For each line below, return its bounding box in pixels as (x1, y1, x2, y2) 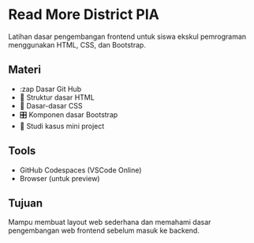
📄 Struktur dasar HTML (19, 93, 95, 102)
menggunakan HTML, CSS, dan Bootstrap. (8, 40, 146, 49)
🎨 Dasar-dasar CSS (19, 101, 83, 110)
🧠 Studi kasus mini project (19, 121, 105, 131)
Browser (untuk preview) (19, 173, 100, 183)
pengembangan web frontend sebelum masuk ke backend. (8, 226, 200, 235)
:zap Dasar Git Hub (19, 84, 81, 93)
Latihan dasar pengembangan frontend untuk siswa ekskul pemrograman (8, 32, 247, 41)
